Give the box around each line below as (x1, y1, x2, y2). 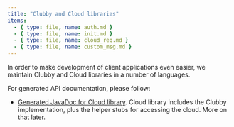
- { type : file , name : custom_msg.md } (14, 43, 132, 50)
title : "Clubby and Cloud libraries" (7, 10, 119, 18)
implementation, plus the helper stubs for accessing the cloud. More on (17, 106, 228, 114)
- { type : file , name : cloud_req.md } (14, 37, 129, 44)
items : (7, 17, 27, 24)
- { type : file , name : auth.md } (14, 23, 113, 31)
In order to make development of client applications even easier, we (7, 63, 206, 71)
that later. (17, 113, 46, 121)
